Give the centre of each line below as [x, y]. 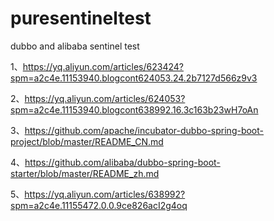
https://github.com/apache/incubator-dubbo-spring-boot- [144, 130]
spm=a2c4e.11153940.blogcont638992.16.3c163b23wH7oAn [134, 109]
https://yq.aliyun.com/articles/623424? [103, 66]
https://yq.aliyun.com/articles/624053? [105, 98]
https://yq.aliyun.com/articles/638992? [105, 194]
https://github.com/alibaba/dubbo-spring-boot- [122, 162]
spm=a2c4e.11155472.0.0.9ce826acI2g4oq [99, 205]
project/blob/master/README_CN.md [87, 141]
